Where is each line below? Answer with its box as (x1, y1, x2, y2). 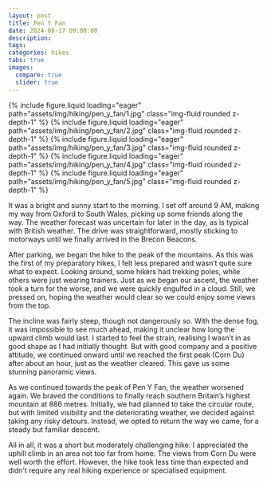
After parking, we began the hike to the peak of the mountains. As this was (8, 249, 253, 259)
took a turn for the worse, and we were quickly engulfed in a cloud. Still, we (8, 284, 256, 293)
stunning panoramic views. (8, 367, 97, 376)
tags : (8, 41, 26, 49)
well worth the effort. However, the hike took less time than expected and (8, 457, 249, 466)
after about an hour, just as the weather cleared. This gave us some (8, 358, 230, 367)
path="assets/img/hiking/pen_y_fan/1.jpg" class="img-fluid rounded (8, 108, 231, 118)
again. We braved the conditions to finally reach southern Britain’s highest (8, 391, 251, 400)
